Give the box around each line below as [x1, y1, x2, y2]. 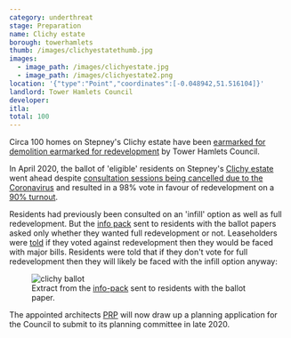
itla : [9, 104, 29, 113]
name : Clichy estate [9, 29, 86, 38]
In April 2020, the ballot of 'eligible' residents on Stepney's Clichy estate [9, 164, 274, 174]
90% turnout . [9, 192, 59, 203]
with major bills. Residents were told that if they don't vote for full [9, 246, 248, 258]
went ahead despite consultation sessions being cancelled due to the [9, 173, 263, 183]
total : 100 [9, 112, 50, 121]
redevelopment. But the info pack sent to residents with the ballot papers [9, 219, 277, 229]
